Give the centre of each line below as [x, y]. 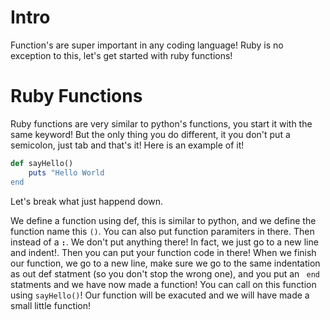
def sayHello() [42, 163]
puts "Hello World [66, 172]
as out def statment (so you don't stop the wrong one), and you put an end [165, 273]
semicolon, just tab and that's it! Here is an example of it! [127, 145]
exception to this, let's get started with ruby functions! [121, 55]
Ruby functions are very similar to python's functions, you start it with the [161, 123]
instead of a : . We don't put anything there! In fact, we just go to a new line [164, 242]
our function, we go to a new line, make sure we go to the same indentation [165, 263]
